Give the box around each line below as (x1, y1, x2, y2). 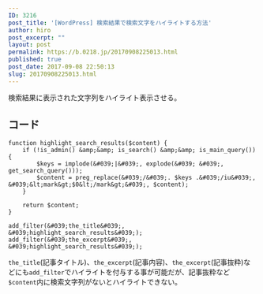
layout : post (8, 41, 51, 49)
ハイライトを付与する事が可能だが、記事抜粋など (70, 267, 231, 277)
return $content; (22, 202, 80, 210)
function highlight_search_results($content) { (8, 140, 168, 147)
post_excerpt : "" (8, 33, 66, 42)
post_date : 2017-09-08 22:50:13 (8, 63, 115, 71)
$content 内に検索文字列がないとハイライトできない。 (8, 277, 182, 287)
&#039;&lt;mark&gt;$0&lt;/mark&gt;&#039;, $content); (8, 180, 190, 189)
